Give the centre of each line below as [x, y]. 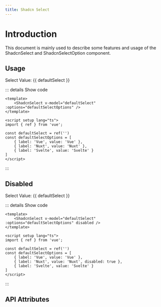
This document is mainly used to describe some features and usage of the [81, 48]
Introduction [31, 34]
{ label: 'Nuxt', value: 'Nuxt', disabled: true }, [68, 262]
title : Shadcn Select [27, 10]
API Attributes [27, 299]
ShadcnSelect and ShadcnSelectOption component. [58, 53]
